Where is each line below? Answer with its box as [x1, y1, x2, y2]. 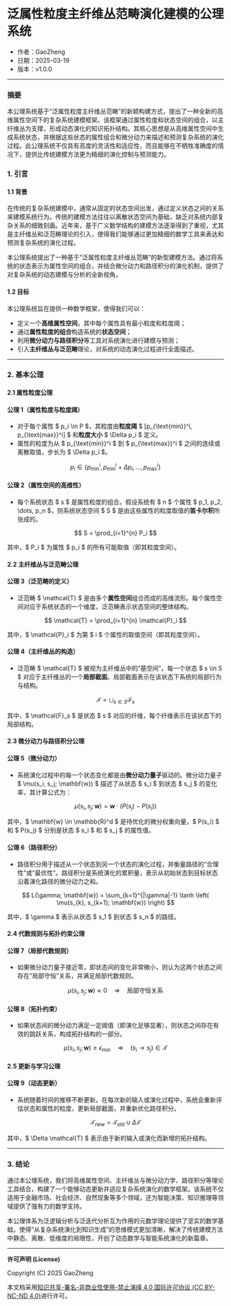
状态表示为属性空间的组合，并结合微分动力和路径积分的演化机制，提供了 [19, 262, 224, 270]
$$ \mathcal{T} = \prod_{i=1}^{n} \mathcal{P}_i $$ [44, 616, 187, 624]
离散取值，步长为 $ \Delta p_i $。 [16, 448, 111, 456]
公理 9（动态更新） [7, 1079, 61, 1088]
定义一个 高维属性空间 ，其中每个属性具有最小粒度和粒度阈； [16, 318, 186, 327]
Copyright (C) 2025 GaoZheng [7, 1269, 94, 1277]
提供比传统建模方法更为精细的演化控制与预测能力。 [25, 150, 170, 159]
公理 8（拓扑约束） [7, 1004, 61, 1013]
